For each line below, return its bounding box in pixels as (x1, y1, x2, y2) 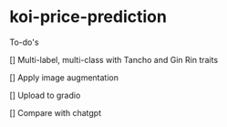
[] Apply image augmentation (9, 71, 119, 83)
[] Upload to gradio (9, 90, 81, 101)
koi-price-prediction (9, 6, 167, 27)
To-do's (9, 37, 39, 48)
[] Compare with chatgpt (9, 107, 102, 118)
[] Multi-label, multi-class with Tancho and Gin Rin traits (9, 54, 219, 65)
